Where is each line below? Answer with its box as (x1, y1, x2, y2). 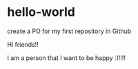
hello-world (7, 4, 76, 20)
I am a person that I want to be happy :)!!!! (7, 53, 126, 62)
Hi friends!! (7, 40, 39, 48)
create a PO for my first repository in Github (7, 27, 132, 35)
